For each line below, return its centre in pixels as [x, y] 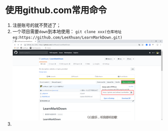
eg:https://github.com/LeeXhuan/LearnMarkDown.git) [67, 37]
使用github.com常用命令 [56, 10]
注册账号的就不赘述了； [36, 25]
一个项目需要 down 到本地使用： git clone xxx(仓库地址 [67, 31]
